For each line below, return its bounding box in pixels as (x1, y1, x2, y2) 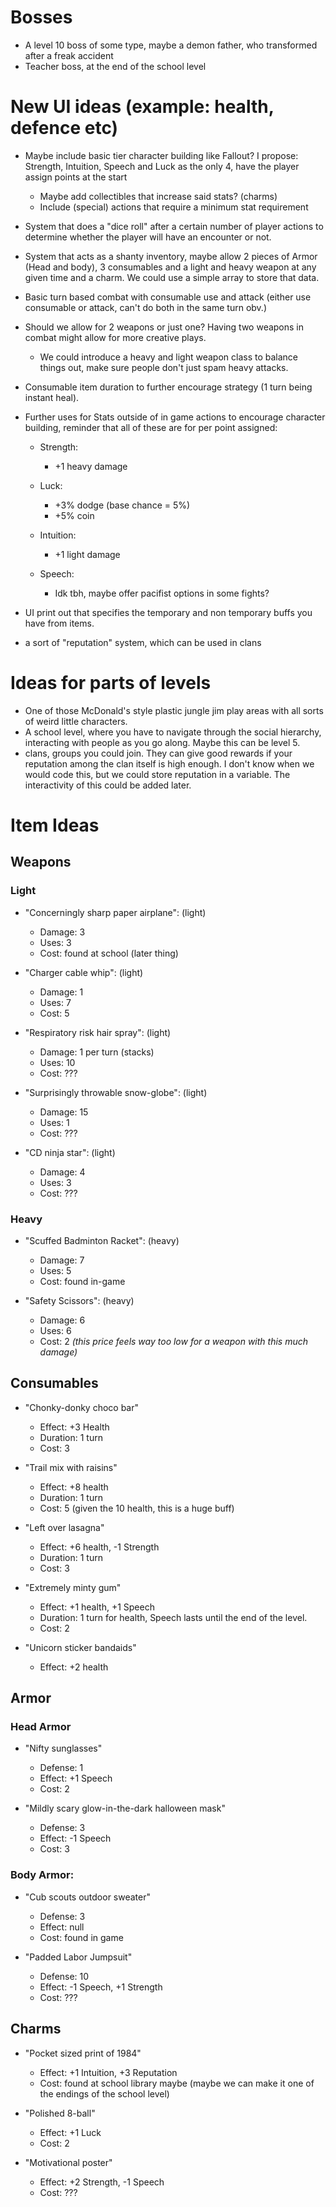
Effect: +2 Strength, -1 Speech (39, 2176, 165, 2188)
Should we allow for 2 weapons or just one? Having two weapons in (24, 321, 305, 333)
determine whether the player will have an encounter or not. (24, 231, 272, 243)
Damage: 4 (39, 1166, 86, 1178)
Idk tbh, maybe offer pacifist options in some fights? (54, 587, 270, 599)
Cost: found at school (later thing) (39, 947, 179, 959)
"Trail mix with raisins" (24, 1461, 118, 1473)
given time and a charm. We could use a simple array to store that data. (24, 271, 320, 283)
